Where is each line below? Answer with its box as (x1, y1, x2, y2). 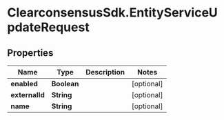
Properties (7, 47, 54, 59)
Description (85, 68, 125, 77)
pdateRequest (7, 19, 90, 35)
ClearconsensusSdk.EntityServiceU (7, 5, 218, 21)
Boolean (51, 79, 79, 88)
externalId (10, 90, 45, 99)
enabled (10, 79, 38, 88)
